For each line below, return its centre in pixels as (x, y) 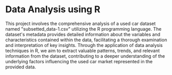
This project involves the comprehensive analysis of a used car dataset (81, 23)
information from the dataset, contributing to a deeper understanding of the (85, 56)
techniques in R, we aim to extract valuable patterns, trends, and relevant (83, 51)
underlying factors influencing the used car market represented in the (79, 61)
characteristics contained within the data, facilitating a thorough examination (86, 40)
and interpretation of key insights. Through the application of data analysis (84, 45)
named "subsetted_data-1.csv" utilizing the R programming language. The (83, 29)
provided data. (21, 67)
